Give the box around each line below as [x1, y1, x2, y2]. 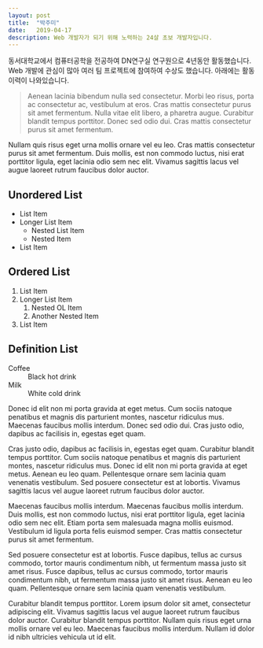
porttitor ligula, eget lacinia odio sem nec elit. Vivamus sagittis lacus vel [8, 157, 239, 166]
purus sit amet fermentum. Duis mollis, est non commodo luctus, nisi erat [8, 149, 245, 158]
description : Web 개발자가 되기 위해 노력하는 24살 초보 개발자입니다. [8, 33, 213, 42]
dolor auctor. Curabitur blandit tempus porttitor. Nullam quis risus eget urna [8, 615, 252, 624]
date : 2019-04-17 [8, 26, 72, 34]
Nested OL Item [31, 302, 82, 312]
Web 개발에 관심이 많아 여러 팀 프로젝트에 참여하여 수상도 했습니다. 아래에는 [8, 66, 241, 76]
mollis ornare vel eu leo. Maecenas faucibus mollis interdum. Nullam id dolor [8, 624, 255, 633]
